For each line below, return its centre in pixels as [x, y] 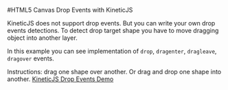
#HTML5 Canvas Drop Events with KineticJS [70, 10]
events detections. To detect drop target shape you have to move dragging [113, 31]
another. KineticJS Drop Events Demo [60, 79]
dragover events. [31, 58]
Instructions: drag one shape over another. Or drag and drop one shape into [114, 72]
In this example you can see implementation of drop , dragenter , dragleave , [112, 51]
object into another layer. [42, 38]
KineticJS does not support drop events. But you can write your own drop [111, 23]
